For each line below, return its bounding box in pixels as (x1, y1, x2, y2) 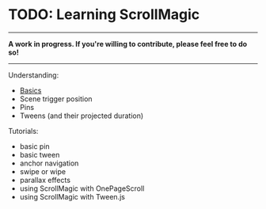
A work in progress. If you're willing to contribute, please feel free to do (8, 39, 248, 48)
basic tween (19, 150, 60, 159)
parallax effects (19, 175, 71, 184)
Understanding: (8, 70, 59, 80)
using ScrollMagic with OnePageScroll (19, 184, 145, 193)
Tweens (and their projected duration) (19, 111, 144, 120)
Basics (19, 85, 42, 95)
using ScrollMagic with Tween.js (19, 192, 125, 201)
